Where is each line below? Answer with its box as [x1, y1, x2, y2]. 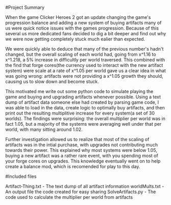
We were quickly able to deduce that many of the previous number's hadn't [5, 46, 164, 52]
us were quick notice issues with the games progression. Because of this [5, 25, 159, 31]
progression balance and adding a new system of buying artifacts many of [5, 20, 162, 26]
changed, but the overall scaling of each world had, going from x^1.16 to [5, 51, 157, 57]
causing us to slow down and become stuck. [5, 79, 100, 84]
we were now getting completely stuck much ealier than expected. [5, 36, 145, 42]
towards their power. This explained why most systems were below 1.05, [5, 147, 157, 153]
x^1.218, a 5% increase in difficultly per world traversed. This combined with [5, 57, 165, 63]
